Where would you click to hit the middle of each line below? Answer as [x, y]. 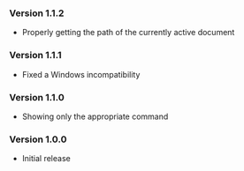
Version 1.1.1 [35, 56]
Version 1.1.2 [37, 13]
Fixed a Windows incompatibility [81, 74]
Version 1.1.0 [37, 97]
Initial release [46, 159]
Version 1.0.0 [38, 139]
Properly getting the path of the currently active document [128, 33]
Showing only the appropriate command [95, 116]
